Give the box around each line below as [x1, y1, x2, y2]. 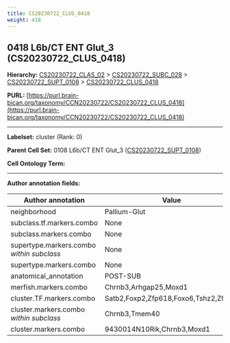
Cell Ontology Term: [7, 159, 66, 168]
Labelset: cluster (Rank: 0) [7, 133, 83, 141]
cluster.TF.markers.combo [10, 294, 96, 303]
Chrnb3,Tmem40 [104, 309, 160, 319]
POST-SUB [104, 272, 142, 281]
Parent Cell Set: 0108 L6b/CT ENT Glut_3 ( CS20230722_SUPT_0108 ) [7, 146, 202, 154]
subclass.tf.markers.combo [10, 218, 98, 228]
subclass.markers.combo [10, 229, 92, 239]
